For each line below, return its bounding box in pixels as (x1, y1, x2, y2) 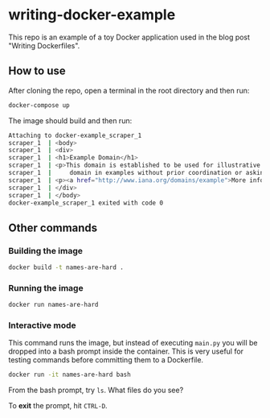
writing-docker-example (8, 6, 176, 24)
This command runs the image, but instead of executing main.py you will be (8, 338, 258, 348)
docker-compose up (8, 101, 70, 110)
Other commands (8, 221, 98, 234)
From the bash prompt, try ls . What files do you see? (8, 385, 184, 395)
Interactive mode (8, 320, 76, 331)
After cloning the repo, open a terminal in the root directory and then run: (8, 85, 250, 95)
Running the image (8, 282, 84, 293)
